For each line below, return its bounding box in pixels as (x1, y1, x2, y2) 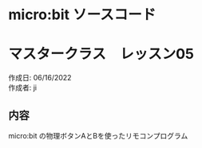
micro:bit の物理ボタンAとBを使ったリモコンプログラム (8, 130, 188, 140)
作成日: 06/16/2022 (8, 73, 72, 83)
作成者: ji (8, 83, 38, 92)
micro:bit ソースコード (8, 6, 156, 24)
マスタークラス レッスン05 (8, 45, 194, 63)
